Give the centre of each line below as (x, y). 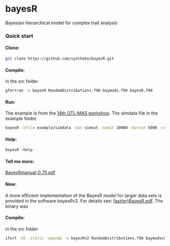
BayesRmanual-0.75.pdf (30, 173)
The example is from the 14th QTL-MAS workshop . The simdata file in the (82, 113)
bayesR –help (19, 150)
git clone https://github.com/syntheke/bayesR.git (60, 59)
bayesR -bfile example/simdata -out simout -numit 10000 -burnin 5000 (81, 128)
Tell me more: (20, 161)
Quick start (19, 36)
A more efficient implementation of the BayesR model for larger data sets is (83, 195)
